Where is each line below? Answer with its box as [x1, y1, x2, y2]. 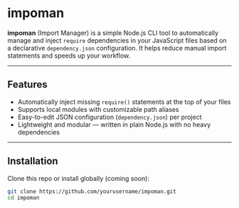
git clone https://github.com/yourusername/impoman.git [7, 187, 176, 195]
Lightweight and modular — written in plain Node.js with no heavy [17, 120, 211, 129]
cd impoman [7, 194, 40, 202]
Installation [7, 155, 58, 167]
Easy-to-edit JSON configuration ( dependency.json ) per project [17, 113, 202, 121]
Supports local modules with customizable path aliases [17, 105, 179, 113]
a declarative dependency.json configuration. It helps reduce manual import [7, 43, 227, 52]
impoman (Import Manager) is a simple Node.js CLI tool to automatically [7, 28, 219, 37]
